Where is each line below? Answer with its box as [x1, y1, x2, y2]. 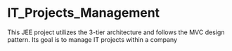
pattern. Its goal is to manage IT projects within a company [7, 35, 178, 43]
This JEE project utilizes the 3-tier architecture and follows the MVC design [7, 28, 225, 36]
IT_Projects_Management [7, 5, 160, 21]
